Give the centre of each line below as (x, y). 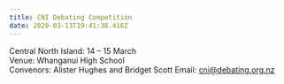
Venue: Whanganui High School (67, 60)
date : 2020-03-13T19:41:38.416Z (69, 26)
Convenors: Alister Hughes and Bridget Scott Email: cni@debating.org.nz (142, 69)
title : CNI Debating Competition (71, 17)
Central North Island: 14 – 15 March (73, 50)
